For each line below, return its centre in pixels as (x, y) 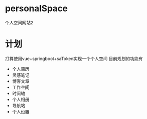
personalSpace (37, 9)
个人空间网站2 (19, 22)
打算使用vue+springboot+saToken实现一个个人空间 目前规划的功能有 (74, 59)
